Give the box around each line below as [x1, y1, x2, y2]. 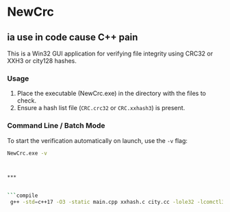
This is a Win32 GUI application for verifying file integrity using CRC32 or [7, 49, 214, 57]
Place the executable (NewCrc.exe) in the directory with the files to [16, 90, 207, 98]
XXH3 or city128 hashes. [7, 57, 77, 65]
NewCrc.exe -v [7, 150, 48, 157]
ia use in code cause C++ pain [7, 31, 138, 43]
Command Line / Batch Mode [7, 121, 105, 131]
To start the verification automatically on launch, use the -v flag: [7, 136, 188, 144]
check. [16, 96, 36, 105]
